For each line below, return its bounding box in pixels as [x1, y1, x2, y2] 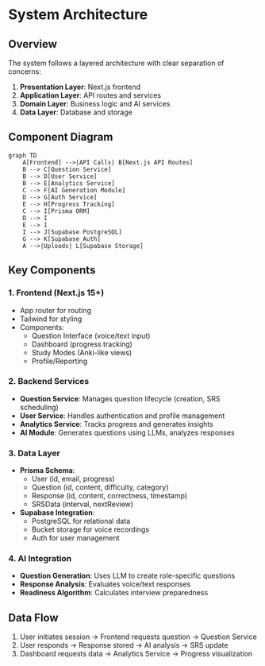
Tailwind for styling [19, 314, 83, 323]
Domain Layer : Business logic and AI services [19, 99, 171, 108]
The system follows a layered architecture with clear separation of [8, 58, 225, 68]
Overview [8, 37, 58, 51]
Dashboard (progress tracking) [31, 339, 133, 349]
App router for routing [19, 305, 91, 315]
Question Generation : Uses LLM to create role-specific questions [19, 571, 236, 581]
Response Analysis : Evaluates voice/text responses [19, 579, 191, 589]
